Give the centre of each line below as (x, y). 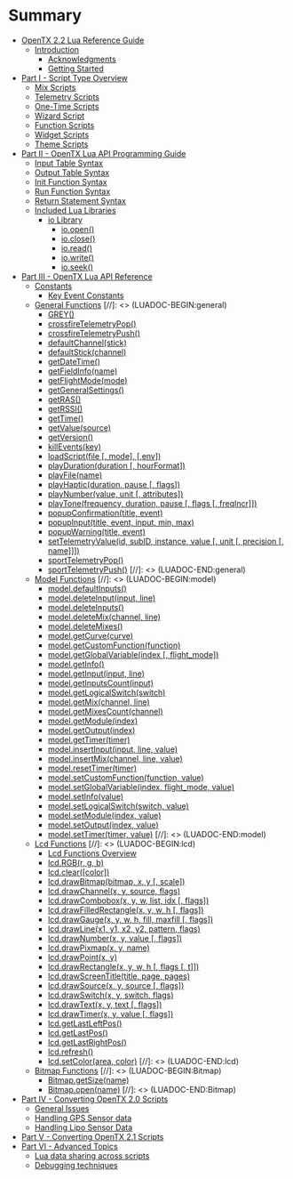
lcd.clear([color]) (79, 872)
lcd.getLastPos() (78, 1032)
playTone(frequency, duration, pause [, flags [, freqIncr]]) (152, 503)
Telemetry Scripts (67, 97)
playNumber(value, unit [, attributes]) (115, 494)
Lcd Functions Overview (92, 853)
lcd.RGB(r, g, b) (75, 862)
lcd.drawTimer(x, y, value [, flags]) (111, 1013)
